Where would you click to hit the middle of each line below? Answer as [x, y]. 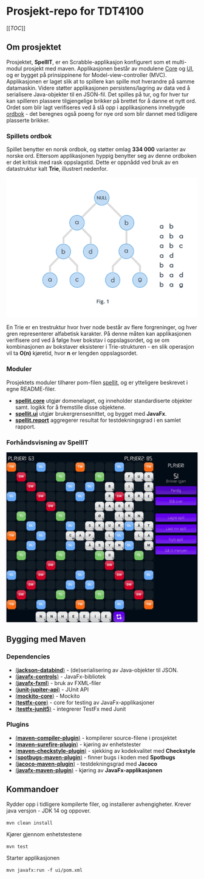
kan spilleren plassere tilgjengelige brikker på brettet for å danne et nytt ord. [101, 101]
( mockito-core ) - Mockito [47, 696]
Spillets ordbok [29, 136]
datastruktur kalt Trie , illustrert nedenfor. [57, 169]
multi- [179, 62]
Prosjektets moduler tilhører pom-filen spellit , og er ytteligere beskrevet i [97, 382]
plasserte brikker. [28, 120]
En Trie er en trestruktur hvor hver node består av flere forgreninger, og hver [102, 327]
